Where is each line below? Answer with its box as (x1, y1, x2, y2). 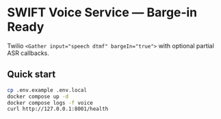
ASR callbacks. (7, 49, 50, 57)
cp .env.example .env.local (7, 86, 88, 93)
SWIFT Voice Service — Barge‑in (7, 5, 197, 20)
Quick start (7, 69, 56, 80)
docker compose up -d (7, 93, 69, 100)
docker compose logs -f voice (7, 99, 94, 106)
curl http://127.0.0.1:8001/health (7, 105, 109, 113)
